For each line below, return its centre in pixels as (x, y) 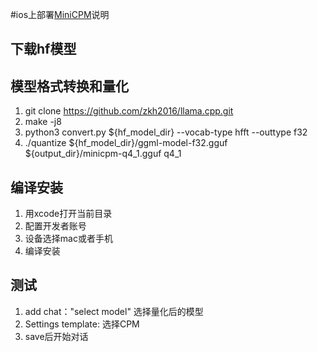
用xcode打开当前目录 (68, 214)
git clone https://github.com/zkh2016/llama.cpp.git (129, 111)
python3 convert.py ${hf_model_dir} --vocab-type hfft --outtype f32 (166, 132)
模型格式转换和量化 (69, 86)
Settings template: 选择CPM (82, 324)
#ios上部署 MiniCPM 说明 (60, 14)
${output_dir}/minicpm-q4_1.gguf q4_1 (103, 154)
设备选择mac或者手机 (68, 239)
